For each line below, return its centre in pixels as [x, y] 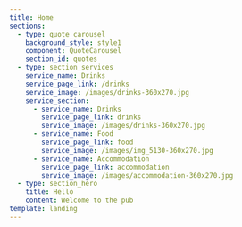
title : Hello [50, 192]
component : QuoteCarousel [74, 51]
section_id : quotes [62, 59]
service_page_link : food [88, 142]
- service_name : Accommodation [91, 159]
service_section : [58, 101]
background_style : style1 [74, 42]
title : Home [31, 17]
